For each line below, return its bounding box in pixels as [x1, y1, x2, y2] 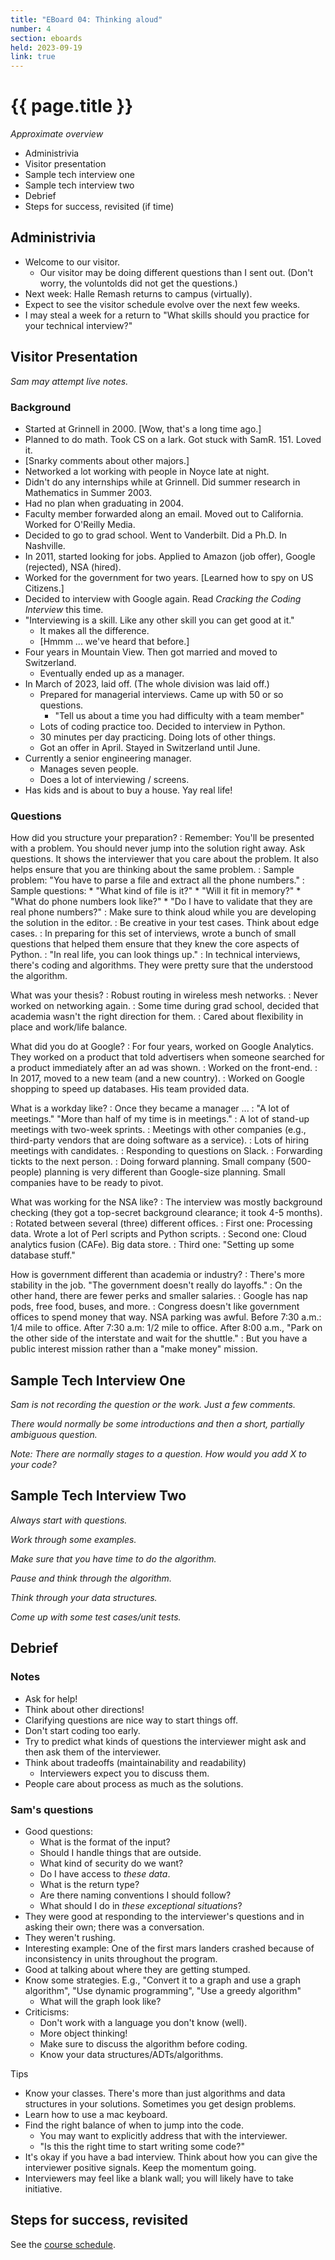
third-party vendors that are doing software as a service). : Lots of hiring [10, 1134, 309, 1146]
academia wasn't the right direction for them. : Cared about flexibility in [10, 1011, 304, 1023]
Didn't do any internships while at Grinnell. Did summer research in [24, 476, 301, 488]
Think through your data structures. [10, 1591, 158, 1603]
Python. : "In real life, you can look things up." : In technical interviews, [10, 949, 301, 961]
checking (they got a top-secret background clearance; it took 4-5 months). [10, 1207, 323, 1219]
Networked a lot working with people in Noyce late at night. [24, 465, 270, 477]
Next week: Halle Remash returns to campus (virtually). [24, 287, 253, 300]
